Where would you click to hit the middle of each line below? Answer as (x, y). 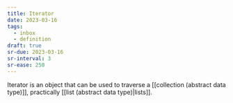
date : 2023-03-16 (32, 20)
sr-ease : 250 (26, 65)
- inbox (25, 33)
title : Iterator (31, 13)
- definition (32, 39)
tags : (15, 26)
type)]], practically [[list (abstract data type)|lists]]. (80, 92)
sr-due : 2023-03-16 (35, 53)
